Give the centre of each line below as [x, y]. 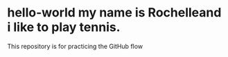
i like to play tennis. [64, 27]
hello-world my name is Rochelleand [114, 13]
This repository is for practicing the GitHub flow [75, 46]
